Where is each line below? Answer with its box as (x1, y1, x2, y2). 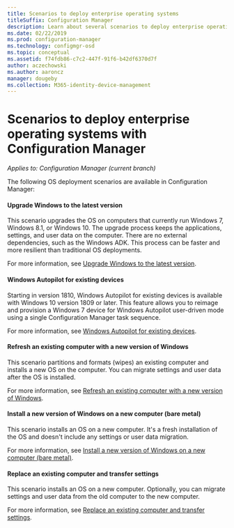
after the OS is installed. (7, 373, 76, 381)
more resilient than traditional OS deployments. (7, 246, 142, 254)
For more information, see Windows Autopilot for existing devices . (7, 327, 197, 335)
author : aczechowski (7, 62, 68, 69)
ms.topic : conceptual (7, 49, 70, 56)
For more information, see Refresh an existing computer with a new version (7, 386, 223, 394)
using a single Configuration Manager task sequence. (7, 313, 161, 321)
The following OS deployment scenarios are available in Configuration (7, 178, 208, 186)
